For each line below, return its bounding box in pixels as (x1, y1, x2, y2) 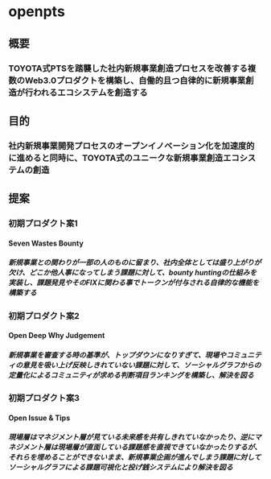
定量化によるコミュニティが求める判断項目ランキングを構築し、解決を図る (8, 370, 255, 380)
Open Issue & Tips (8, 413, 71, 423)
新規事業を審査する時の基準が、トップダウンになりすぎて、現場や (8, 349, 227, 360)
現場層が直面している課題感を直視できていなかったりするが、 (57, 442, 262, 452)
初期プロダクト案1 (8, 218, 78, 229)
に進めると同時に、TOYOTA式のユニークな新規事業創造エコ (8, 152, 240, 163)
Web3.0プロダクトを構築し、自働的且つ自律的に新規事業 (24, 75, 246, 86)
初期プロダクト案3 (8, 393, 80, 404)
